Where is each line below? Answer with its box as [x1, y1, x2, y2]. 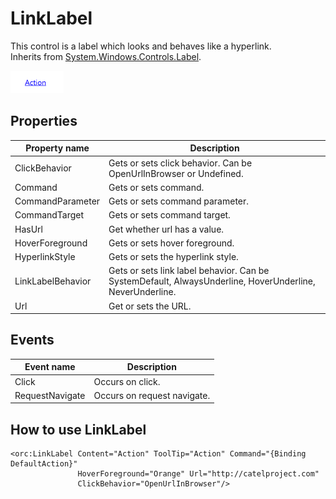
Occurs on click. [93, 375, 161, 387]
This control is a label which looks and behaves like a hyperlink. [10, 40, 272, 52]
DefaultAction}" [10, 459, 78, 469]
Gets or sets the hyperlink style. [108, 251, 239, 262]
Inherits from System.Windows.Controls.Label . [10, 50, 202, 62]
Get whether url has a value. [108, 223, 225, 235]
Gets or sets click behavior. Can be [108, 157, 253, 169]
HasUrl [14, 223, 43, 235]
